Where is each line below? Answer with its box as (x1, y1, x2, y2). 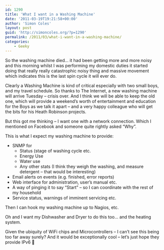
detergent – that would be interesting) (19, 168, 96, 175)
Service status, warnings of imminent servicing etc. (12, 195, 116, 201)
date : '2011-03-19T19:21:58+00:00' (5, 16, 78, 21)
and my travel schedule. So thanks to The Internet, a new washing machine (5, 88, 157, 94)
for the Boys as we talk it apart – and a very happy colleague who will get (5, 103, 153, 109)
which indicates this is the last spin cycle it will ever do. (5, 73, 117, 79)
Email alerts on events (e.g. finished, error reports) (12, 174, 114, 180)
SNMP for (12, 142, 32, 148)
